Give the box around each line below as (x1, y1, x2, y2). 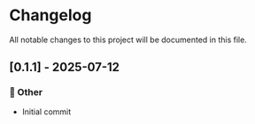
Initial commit (21, 106, 72, 117)
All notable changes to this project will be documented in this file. (9, 34, 248, 45)
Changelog (9, 5, 92, 26)
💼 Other (9, 86, 42, 98)
